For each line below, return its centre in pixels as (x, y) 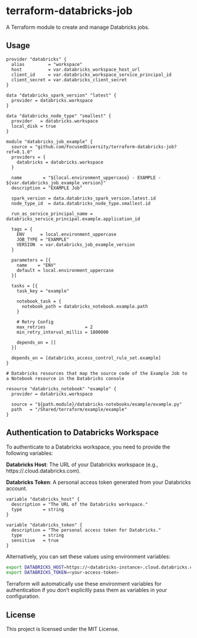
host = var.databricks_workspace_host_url (76, 69)
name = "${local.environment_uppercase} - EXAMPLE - (86, 178)
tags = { (22, 229)
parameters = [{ (31, 260)
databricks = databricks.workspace (60, 162)
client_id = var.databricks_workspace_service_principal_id (91, 75)
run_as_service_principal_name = (52, 214)
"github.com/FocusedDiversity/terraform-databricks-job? (106, 147)
